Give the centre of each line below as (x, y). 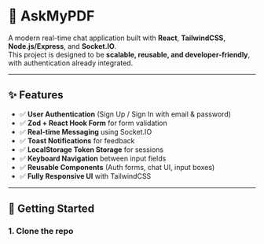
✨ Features (36, 95)
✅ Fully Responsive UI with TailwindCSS (85, 176)
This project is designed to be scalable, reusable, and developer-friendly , (129, 54)
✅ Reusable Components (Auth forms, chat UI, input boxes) (117, 167)
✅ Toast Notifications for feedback (77, 140)
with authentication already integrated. (71, 63)
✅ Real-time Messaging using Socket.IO (86, 131)
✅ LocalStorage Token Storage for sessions (91, 150)
